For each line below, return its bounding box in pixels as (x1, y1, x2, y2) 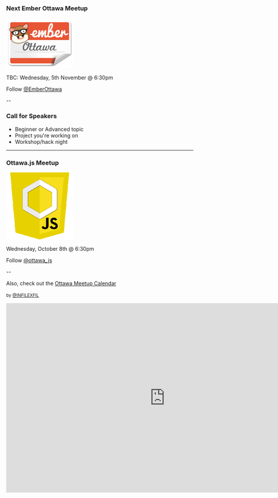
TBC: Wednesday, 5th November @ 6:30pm (6, 74, 113, 81)
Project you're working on (14, 132, 78, 139)
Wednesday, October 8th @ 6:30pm (6, 245, 94, 252)
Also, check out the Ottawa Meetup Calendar (6, 279, 117, 286)
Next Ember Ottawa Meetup (6, 4, 88, 12)
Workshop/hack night (14, 138, 68, 145)
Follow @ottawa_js (6, 257, 52, 264)
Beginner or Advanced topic (14, 125, 84, 133)
